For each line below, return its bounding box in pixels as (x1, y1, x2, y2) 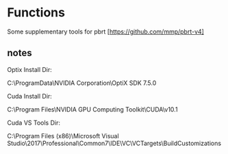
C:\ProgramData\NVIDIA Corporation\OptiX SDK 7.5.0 (7, 79, 157, 87)
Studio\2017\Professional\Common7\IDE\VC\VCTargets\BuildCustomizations (7, 139, 221, 147)
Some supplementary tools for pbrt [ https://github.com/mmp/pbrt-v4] (7, 27, 204, 36)
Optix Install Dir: (7, 65, 53, 73)
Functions (7, 5, 65, 21)
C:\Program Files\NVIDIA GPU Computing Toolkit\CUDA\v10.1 (7, 105, 178, 114)
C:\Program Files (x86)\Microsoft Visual (7, 131, 119, 140)
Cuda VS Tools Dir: (7, 118, 60, 127)
